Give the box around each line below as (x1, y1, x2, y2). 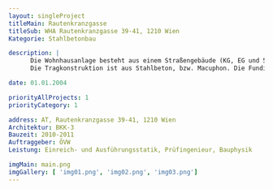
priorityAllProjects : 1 (8, 93, 89, 101)
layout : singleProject (8, 11, 85, 20)
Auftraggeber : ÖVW (8, 139, 71, 147)
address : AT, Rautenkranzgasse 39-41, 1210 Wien (8, 115, 176, 124)
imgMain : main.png (8, 161, 71, 169)
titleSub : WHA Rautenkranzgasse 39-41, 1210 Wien (8, 27, 180, 35)
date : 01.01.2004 (8, 79, 67, 87)
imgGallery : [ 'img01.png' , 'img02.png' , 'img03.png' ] (8, 168, 198, 176)
